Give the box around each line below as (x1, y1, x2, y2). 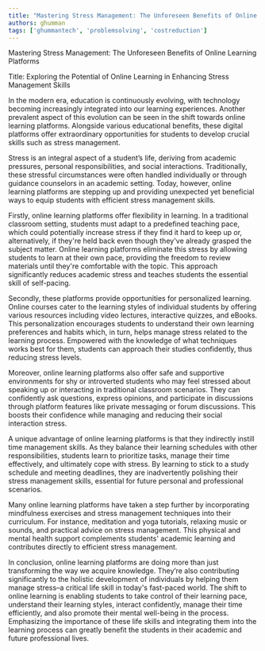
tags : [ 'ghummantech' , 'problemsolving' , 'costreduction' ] (8, 26, 208, 34)
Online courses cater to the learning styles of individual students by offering (8, 302, 257, 312)
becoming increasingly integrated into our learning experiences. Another (8, 104, 246, 114)
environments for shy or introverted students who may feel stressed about (8, 376, 252, 386)
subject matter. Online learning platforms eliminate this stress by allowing (8, 245, 248, 254)
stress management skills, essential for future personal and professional (8, 476, 244, 486)
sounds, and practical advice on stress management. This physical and (8, 526, 240, 535)
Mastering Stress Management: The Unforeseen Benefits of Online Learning (8, 48, 257, 58)
